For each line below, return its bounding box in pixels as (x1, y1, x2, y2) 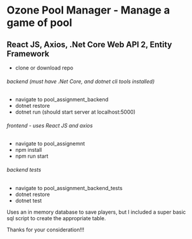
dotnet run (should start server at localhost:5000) (15, 108, 136, 115)
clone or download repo (15, 64, 74, 71)
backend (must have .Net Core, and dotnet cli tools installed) (6, 78, 155, 85)
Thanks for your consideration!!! (6, 226, 85, 233)
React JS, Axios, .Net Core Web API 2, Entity (6, 39, 173, 49)
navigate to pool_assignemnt (15, 140, 85, 147)
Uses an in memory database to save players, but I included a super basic (6, 208, 186, 215)
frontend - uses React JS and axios (6, 122, 93, 129)
